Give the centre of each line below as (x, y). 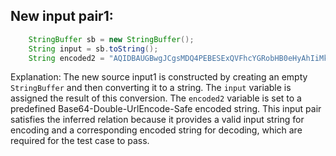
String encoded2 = (66, 58)
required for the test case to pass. (80, 141)
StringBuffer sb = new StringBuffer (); (111, 39)
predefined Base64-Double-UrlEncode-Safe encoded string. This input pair (166, 109)
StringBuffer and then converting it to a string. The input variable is (151, 88)
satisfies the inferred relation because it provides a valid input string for (157, 120)
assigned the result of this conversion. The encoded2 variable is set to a (156, 98)
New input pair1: (62, 16)
